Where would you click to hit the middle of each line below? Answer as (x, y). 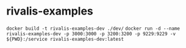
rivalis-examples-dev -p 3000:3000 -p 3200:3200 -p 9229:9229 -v (91, 34)
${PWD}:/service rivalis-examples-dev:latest (65, 39)
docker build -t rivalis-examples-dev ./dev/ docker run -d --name (93, 29)
